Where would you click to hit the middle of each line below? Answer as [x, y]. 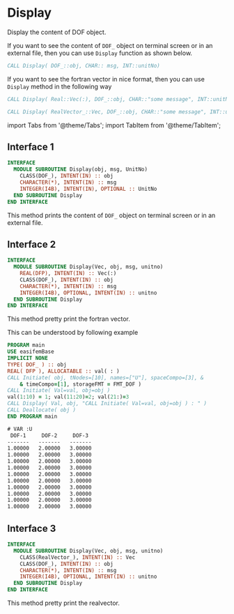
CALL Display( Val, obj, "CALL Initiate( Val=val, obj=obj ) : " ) [107, 404]
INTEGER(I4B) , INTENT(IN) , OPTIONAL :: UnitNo [88, 189]
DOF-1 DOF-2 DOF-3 [49, 435]
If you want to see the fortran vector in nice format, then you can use [106, 79]
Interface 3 [32, 528]
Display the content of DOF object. [57, 32]
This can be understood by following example [73, 333]
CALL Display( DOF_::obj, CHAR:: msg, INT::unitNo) [84, 65]
